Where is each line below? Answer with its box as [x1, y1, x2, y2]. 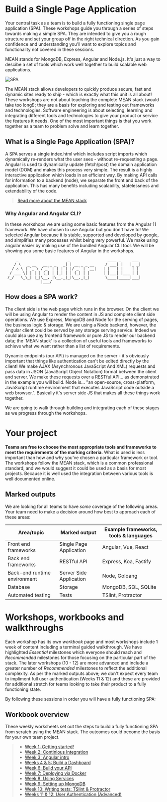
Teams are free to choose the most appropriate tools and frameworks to [5, 444, 157, 450]
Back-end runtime [7, 569, 51, 576]
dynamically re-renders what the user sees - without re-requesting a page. [5, 156, 159, 162]
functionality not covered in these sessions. [5, 46, 94, 52]
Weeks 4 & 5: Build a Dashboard [24, 760, 91, 766]
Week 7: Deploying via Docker [24, 770, 86, 776]
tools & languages [109, 532, 153, 539]
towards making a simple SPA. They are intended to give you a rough [5, 30, 147, 36]
